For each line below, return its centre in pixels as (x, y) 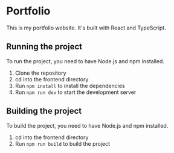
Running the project (44, 47)
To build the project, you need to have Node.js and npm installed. (87, 125)
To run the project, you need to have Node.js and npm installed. (85, 61)
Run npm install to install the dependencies (70, 86)
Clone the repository (40, 73)
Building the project (44, 111)
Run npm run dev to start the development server (76, 92)
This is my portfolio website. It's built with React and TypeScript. (86, 28)
